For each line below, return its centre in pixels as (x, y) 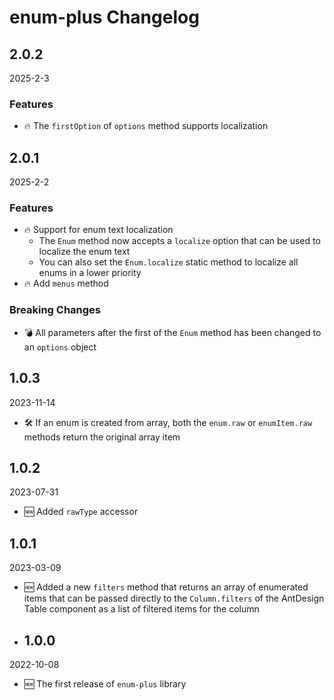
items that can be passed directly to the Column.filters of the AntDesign (174, 598)
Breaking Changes (55, 310)
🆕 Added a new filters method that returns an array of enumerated (166, 587)
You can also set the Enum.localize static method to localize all (168, 262)
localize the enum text (84, 252)
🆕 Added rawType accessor (81, 512)
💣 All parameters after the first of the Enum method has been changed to (172, 332)
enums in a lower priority (90, 273)
